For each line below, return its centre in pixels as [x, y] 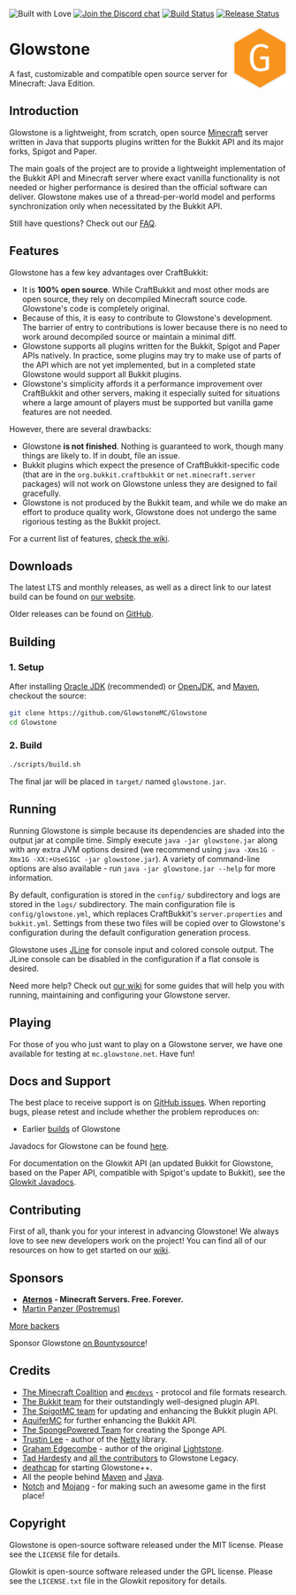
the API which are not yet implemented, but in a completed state [139, 365]
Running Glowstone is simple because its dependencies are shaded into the [147, 830]
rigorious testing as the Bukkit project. [91, 521]
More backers [34, 1326]
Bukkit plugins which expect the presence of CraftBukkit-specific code [151, 465]
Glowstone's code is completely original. [96, 308]
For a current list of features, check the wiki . [90, 538]
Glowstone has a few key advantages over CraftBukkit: [109, 272]
